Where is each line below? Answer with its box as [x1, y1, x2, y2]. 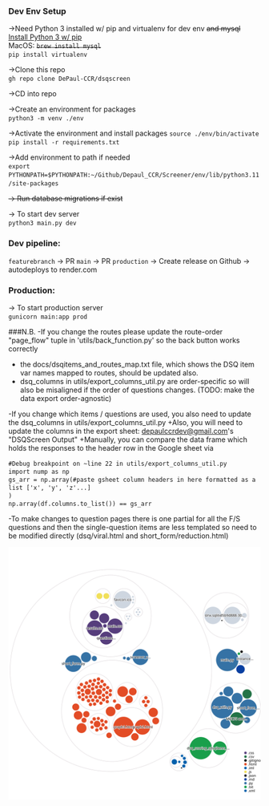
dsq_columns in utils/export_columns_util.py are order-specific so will [19, 376, 250, 386]
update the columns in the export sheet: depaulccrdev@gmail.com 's [8, 426, 234, 435]
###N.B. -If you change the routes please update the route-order [8, 326, 223, 336]
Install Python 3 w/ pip [8, 32, 82, 42]
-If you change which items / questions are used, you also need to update [8, 409, 252, 419]
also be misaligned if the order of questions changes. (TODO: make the [19, 385, 255, 395]
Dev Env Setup [8, 6, 66, 17]
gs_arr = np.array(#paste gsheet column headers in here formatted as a [8, 476, 256, 484]
